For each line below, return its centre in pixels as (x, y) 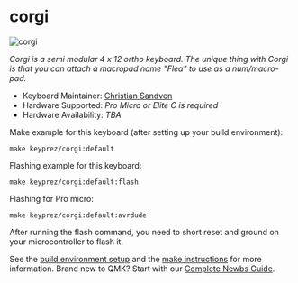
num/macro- (256, 68)
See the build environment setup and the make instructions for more (136, 259)
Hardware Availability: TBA (72, 114)
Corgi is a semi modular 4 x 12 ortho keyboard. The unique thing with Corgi (149, 59)
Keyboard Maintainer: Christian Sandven (97, 96)
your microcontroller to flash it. (67, 242)
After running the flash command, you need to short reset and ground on (144, 232)
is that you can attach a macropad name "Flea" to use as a (120, 68)
